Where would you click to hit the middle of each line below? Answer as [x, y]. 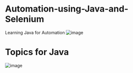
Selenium [25, 19]
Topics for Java [37, 52]
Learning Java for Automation [35, 32]
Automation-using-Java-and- [67, 9]
